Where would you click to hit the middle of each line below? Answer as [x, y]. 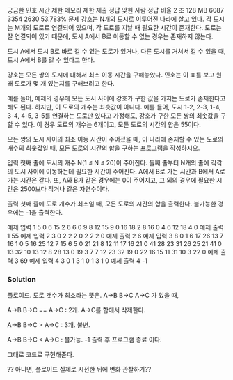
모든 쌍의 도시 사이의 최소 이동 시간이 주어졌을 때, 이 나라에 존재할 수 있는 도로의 [115, 139]
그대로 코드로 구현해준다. [41, 355]
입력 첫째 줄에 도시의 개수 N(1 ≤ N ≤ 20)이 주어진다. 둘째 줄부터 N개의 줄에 [109, 163]
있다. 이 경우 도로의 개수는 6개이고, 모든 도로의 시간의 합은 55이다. [112, 124]
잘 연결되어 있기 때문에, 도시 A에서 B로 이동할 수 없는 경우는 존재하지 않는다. [110, 36]
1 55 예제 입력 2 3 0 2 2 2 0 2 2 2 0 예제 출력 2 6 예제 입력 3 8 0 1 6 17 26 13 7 [115, 236]
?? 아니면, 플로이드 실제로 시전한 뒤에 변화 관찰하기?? [79, 370]
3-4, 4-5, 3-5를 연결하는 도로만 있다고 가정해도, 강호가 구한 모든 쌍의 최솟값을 [113, 116]
